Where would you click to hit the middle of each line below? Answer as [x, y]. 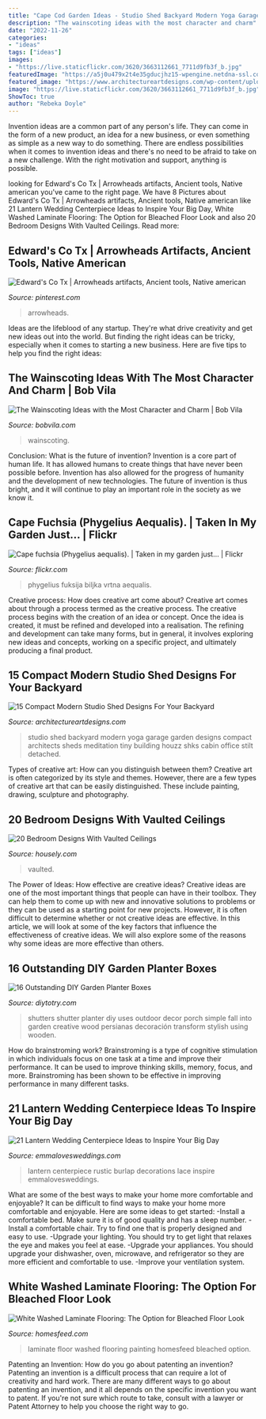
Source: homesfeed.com [48, 1334]
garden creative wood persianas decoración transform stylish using [138, 1026]
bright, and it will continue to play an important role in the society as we [125, 489]
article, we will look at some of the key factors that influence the [113, 927]
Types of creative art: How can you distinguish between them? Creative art [130, 769]
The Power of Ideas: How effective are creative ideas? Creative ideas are [127, 885]
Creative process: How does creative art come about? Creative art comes [128, 600]
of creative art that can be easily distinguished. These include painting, [124, 786]
